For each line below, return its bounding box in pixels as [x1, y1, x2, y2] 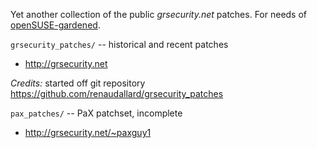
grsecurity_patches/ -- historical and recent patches [10, 39, 229, 50]
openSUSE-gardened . [10, 19, 101, 31]
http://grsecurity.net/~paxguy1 [24, 127, 152, 138]
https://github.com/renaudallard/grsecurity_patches [10, 88, 224, 99]
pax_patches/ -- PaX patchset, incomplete [10, 107, 183, 119]
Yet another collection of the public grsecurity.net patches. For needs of [10, 9, 308, 20]
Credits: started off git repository [10, 77, 146, 89]
